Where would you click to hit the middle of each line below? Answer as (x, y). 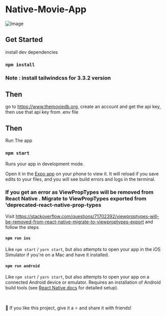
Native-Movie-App (46, 9)
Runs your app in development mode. (45, 164)
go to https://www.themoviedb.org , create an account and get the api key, (83, 107)
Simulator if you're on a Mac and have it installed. (57, 255)
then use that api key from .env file (42, 112)
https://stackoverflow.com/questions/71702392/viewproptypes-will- (87, 216)
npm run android (22, 266)
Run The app (19, 141)
